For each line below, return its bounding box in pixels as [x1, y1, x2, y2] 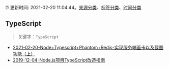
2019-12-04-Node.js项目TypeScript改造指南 [12, 57, 105, 63]
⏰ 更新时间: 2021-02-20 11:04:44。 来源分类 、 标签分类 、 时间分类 [5, 5, 142, 10]
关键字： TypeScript [17, 33, 59, 40]
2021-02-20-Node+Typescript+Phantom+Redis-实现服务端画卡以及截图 [12, 44, 164, 50]
